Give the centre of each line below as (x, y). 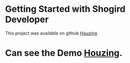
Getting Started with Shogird (65, 9)
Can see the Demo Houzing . (64, 53)
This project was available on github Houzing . (52, 33)
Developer (27, 19)
